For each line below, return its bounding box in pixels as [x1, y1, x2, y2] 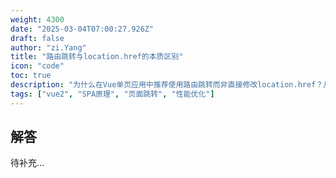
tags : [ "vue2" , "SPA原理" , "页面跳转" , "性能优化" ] [10, 89, 215, 99]
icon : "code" [10, 61, 65, 71]
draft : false [10, 33, 65, 43]
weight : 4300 [10, 14, 65, 25]
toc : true [10, 71, 52, 81]
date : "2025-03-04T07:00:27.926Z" [10, 24, 155, 34]
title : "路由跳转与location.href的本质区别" [10, 52, 184, 62]
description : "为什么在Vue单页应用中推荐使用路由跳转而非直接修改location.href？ [10, 80, 324, 90]
